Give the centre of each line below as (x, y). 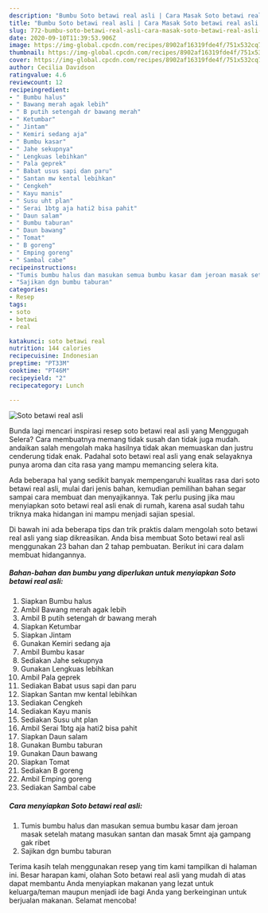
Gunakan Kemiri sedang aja (65, 644)
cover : (20, 61)
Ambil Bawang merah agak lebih (73, 609)
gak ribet (35, 843)
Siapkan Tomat (45, 762)
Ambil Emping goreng (56, 779)
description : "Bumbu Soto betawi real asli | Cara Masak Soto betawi (127, 16)
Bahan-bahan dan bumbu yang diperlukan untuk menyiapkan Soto (122, 573)
